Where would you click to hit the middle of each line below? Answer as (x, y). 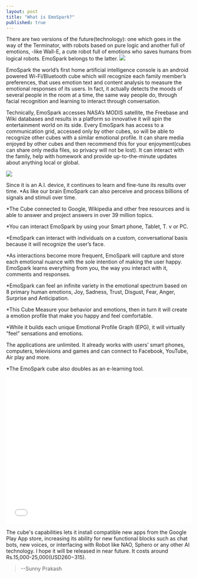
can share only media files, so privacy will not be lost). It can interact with (95, 150)
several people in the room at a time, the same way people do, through (92, 95)
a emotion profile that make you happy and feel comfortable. (79, 316)
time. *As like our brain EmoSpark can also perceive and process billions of (98, 191)
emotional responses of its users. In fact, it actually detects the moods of (94, 89)
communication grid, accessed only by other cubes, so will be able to (90, 131)
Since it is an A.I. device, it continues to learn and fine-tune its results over (96, 185)
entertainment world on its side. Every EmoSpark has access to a (85, 125)
